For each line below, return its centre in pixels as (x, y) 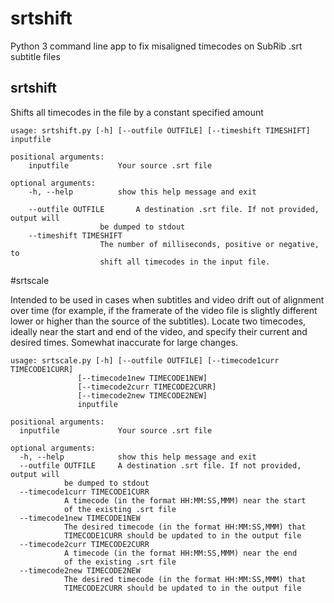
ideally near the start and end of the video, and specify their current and (159, 331)
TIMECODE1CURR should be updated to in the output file (182, 535)
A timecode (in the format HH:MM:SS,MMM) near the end (180, 553)
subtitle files (35, 56)
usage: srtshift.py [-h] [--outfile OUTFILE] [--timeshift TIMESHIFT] (160, 130)
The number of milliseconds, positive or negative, (209, 244)
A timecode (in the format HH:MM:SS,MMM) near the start (185, 500)
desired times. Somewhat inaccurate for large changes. (124, 342)
